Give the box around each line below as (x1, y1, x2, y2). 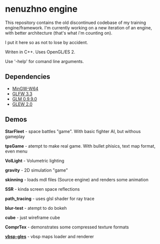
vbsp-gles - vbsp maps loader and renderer (5, 233, 94, 239)
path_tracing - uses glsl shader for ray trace (5, 196, 95, 201)
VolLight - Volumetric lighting (5, 157, 64, 163)
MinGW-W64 (12, 86, 39, 91)
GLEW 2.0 (12, 101, 33, 107)
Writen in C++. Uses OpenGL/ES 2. (5, 49, 76, 55)
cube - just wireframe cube (5, 214, 60, 221)
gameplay (5, 133, 25, 139)
